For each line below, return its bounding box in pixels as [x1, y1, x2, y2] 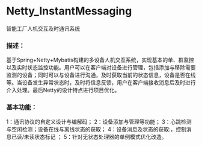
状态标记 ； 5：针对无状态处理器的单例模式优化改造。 [34, 133, 167, 140]
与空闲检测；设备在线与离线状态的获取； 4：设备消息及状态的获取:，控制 [6, 125, 187, 133]
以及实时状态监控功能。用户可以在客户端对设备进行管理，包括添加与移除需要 [6, 64, 196, 71]
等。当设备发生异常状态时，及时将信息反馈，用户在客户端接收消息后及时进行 [6, 79, 196, 86]
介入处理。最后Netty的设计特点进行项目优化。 [6, 86, 120, 94]
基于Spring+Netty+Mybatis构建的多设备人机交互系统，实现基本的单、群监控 [6, 56, 194, 64]
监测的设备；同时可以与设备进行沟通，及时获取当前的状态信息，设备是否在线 [6, 71, 196, 79]
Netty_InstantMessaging [6, 4, 132, 18]
